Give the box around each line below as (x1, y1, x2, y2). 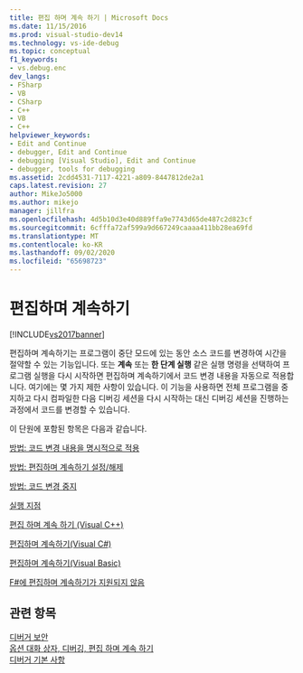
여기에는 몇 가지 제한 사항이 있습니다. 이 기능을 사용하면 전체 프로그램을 (28, 381, 279, 392)
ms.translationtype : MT (9, 231, 99, 240)
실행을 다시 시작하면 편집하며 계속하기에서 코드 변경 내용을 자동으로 (33, 369, 270, 380)
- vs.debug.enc (9, 64, 67, 73)
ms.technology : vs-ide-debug (9, 38, 119, 48)
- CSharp (9, 97, 43, 107)
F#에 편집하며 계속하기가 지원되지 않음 (9, 576, 145, 587)
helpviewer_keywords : (9, 131, 91, 140)
